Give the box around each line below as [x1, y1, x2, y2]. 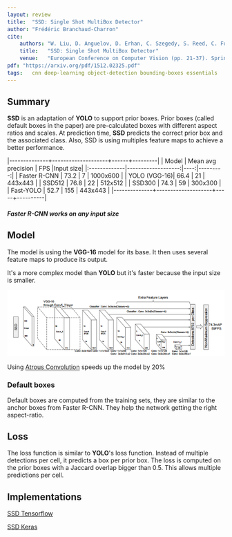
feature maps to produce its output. [7, 255, 108, 263]
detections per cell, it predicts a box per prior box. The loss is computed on [7, 456, 221, 464]
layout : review [7, 11, 51, 18]
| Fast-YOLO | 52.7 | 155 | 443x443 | [7, 187, 110, 195]
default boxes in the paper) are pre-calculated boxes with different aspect [7, 122, 217, 130]
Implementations [7, 491, 82, 502]
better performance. [7, 144, 65, 152]
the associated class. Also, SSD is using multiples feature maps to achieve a [7, 136, 224, 144]
